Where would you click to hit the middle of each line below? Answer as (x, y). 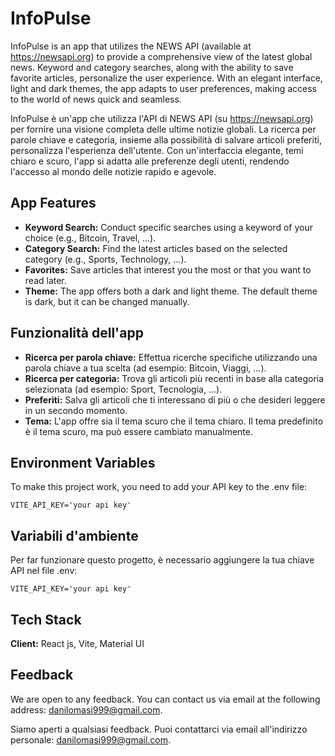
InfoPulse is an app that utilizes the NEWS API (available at (131, 46)
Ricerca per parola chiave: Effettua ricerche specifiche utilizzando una (171, 357)
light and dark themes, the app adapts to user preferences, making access (163, 88)
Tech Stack (46, 619)
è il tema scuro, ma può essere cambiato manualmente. (138, 431)
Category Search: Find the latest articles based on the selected (156, 248)
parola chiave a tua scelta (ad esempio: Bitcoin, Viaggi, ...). (145, 368)
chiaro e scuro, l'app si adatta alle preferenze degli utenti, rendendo (150, 161)
